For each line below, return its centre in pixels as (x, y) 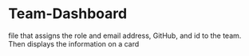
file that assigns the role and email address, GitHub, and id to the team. (125, 35)
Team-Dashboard (68, 14)
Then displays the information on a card (74, 43)
